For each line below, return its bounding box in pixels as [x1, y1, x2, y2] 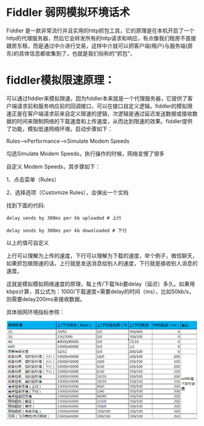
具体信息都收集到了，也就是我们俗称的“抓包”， [19, 49, 135, 57]
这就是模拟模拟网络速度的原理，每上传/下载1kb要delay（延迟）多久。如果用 [6, 280, 195, 287]
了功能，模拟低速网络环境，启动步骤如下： [6, 125, 113, 132]
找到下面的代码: [6, 202, 46, 209]
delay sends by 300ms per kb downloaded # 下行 [6, 227, 127, 233]
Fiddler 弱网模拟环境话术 [6, 5, 131, 20]
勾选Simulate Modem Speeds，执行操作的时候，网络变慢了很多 [6, 150, 165, 157]
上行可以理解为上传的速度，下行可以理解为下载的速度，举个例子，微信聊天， [6, 252, 198, 259]
